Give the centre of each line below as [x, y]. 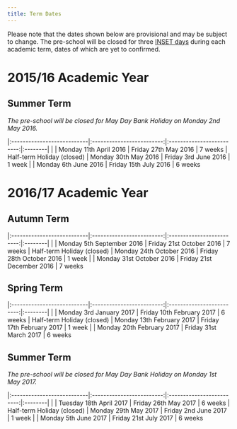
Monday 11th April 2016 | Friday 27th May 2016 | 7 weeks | [143, 149]
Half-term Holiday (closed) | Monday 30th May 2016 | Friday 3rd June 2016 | [119, 157]
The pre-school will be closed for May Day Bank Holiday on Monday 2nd [114, 120]
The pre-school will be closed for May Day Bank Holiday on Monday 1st [112, 375]
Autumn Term [38, 219]
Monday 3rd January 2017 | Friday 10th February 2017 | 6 [141, 312]
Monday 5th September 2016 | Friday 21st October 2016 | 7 [144, 243]
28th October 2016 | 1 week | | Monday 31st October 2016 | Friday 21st [110, 258]
